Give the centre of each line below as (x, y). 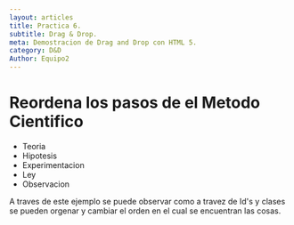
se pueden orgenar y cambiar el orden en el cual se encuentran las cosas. (145, 211)
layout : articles (41, 17)
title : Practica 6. (45, 26)
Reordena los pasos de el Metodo (135, 103)
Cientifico (46, 122)
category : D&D (36, 51)
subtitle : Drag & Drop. (53, 34)
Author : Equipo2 (39, 59)
